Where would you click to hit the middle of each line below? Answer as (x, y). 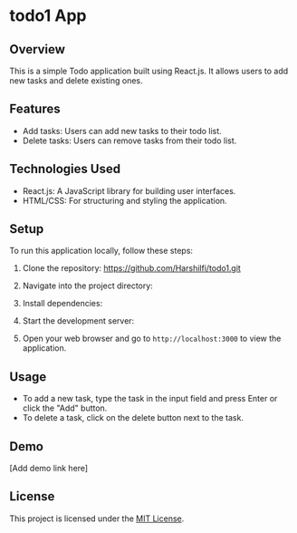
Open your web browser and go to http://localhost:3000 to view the (152, 339)
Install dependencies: (62, 304)
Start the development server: (78, 321)
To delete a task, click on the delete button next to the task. (133, 418)
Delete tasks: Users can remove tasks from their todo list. (129, 141)
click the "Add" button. (65, 408)
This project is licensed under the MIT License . (97, 518)
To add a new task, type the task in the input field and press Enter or (150, 399)
